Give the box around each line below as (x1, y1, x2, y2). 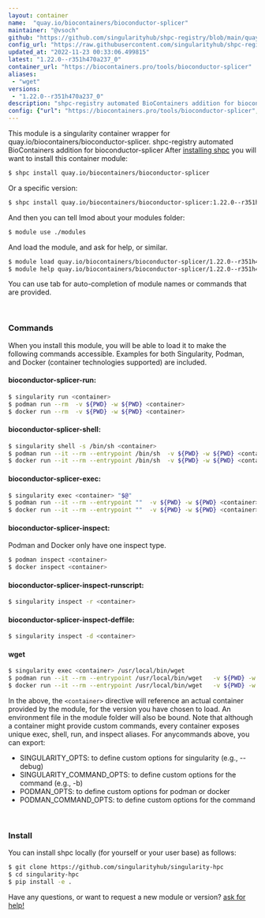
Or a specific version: (8, 183, 78, 193)
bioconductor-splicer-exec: (8, 474, 101, 483)
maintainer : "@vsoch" (8, 26, 80, 34)
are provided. (8, 287, 52, 297)
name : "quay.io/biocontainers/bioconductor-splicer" (8, 19, 189, 27)
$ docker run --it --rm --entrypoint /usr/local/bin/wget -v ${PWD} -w (8, 682, 256, 690)
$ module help (8, 265, 55, 273)
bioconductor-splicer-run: (8, 376, 97, 385)
